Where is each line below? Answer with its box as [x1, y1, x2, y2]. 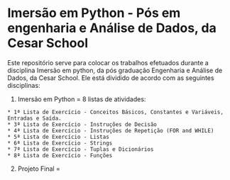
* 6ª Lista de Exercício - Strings [7, 140, 113, 147]
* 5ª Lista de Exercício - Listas [7, 133, 110, 140]
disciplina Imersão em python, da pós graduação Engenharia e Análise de [7, 66, 223, 74]
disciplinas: [7, 81, 40, 89]
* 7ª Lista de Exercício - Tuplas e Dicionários [7, 145, 154, 153]
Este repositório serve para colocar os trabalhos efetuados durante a [7, 58, 209, 67]
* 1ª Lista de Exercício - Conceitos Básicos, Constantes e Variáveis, [7, 108, 224, 116]
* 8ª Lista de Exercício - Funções [7, 152, 113, 159]
